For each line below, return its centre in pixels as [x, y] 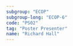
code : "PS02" [22, 23]
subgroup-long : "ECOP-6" [37, 17]
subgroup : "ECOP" [28, 12]
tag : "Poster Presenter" [37, 28]
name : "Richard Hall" [33, 34]
